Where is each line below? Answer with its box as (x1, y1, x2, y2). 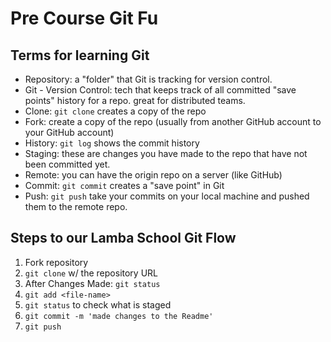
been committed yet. (24, 158, 111, 170)
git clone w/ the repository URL (24, 267, 158, 279)
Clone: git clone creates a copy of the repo (24, 105, 207, 117)
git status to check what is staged (24, 298, 172, 311)
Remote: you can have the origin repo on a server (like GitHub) (24, 169, 283, 181)
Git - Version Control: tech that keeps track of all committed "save (24, 84, 297, 96)
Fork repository (24, 256, 89, 268)
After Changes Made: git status (24, 277, 161, 289)
